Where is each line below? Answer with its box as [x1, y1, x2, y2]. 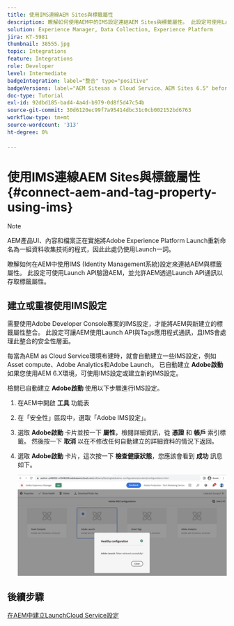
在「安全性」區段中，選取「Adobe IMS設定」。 [17, 414, 150, 422]
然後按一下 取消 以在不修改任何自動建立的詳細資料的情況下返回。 [31, 437, 218, 446]
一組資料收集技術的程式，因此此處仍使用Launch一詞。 [19, 245, 175, 253]
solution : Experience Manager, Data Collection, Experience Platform [7, 26, 214, 33]
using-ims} [7, 199, 73, 215]
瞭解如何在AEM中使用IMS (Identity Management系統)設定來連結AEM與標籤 [7, 260, 223, 268]
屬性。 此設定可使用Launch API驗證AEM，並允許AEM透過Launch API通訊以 [7, 269, 224, 277]
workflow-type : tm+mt [7, 114, 70, 121]
